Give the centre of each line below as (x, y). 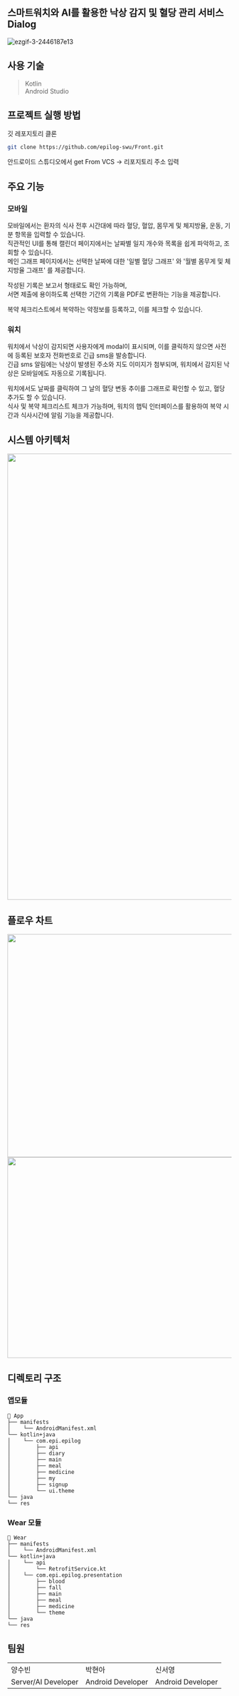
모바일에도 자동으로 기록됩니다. (63, 373)
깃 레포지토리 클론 (32, 133)
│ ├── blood (36, 1581)
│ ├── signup (38, 1484)
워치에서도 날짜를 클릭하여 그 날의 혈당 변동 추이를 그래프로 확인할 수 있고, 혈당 (116, 388)
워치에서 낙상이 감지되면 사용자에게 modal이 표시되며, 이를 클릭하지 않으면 (110, 347)
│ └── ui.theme (41, 1490)
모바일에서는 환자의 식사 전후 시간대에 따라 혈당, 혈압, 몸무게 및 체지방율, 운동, (115, 226)
